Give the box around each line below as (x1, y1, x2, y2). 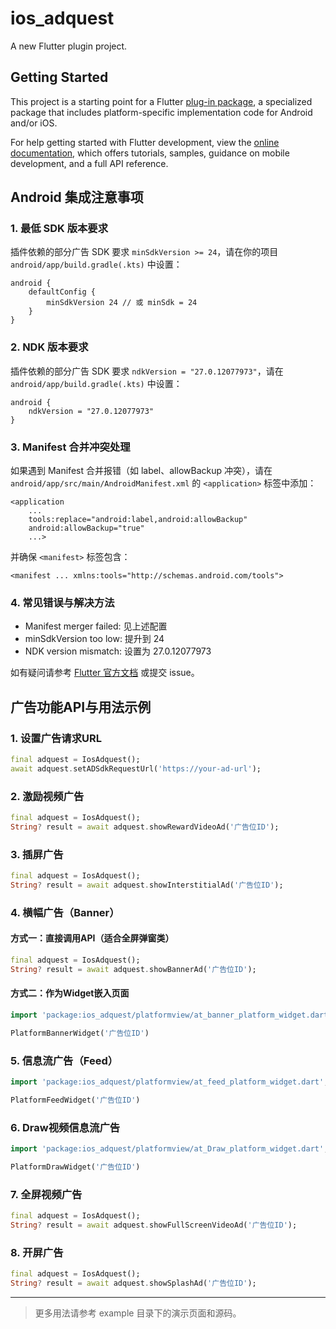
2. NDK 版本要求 (10, 340, 89, 354)
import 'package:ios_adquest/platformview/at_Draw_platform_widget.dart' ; (10, 1144, 329, 1154)
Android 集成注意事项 (10, 189, 144, 206)
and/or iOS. (10, 117, 58, 129)
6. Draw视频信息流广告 (10, 1120, 121, 1134)
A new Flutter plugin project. (10, 40, 128, 52)
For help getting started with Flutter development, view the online (10, 136, 280, 148)
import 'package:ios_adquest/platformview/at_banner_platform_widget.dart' (10, 1010, 333, 1020)
